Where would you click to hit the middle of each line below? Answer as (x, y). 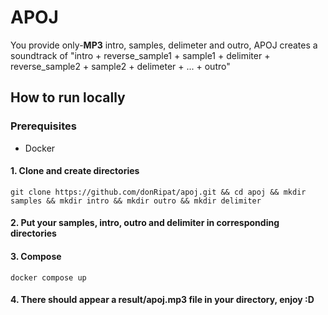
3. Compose (36, 257)
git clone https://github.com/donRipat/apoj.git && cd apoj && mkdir (158, 192)
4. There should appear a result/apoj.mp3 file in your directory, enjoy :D (162, 300)
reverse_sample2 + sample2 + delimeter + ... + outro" (120, 66)
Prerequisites (43, 126)
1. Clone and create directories (75, 171)
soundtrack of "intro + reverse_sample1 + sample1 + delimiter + (140, 55)
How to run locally (68, 97)
